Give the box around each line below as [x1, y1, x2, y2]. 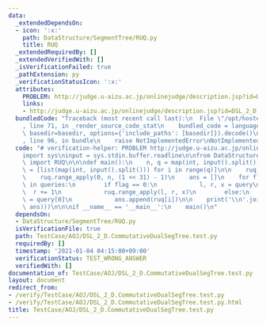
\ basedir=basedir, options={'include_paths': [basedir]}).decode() [22, 129, 253, 137]
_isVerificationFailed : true [15, 63, 112, 71]
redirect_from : [8, 284, 59, 292]
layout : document [8, 276, 66, 285]
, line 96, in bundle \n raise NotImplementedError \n [22, 136, 211, 145]
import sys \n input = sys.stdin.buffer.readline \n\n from [22, 151, 211, 159]
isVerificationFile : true [15, 225, 101, 233]
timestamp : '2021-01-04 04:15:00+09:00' [15, 247, 150, 255]
